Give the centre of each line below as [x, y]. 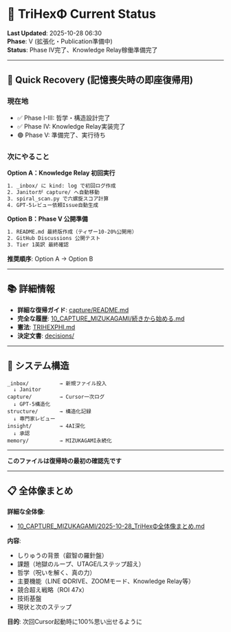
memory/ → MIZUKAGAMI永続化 [59, 440]
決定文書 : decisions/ [45, 336]
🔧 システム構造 [38, 366]
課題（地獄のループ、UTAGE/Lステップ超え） [81, 564]
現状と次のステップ [44, 607]
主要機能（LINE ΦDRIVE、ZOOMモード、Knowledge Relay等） [106, 581]
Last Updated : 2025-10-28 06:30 [54, 33]
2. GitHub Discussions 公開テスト [54, 239]
